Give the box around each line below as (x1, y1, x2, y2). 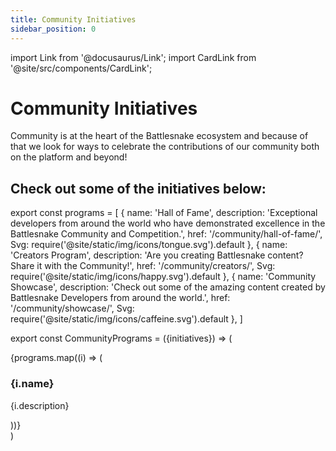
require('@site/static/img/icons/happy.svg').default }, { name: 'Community (10, 271, 317, 283)
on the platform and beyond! (10, 151, 128, 163)
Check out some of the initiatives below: (10, 180, 267, 197)
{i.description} (10, 399, 70, 411)
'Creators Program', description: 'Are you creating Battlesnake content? (10, 249, 304, 261)
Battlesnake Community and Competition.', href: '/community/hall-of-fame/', (10, 228, 323, 240)
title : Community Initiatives (10, 14, 137, 25)
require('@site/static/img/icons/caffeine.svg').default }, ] (10, 313, 243, 325)
